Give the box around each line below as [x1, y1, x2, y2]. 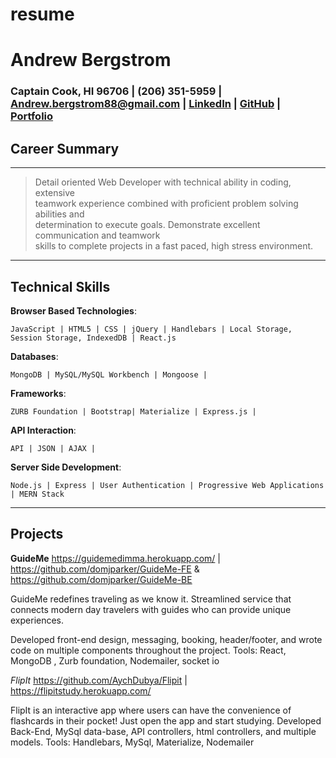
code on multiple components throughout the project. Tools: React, [10, 644, 287, 656]
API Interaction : [10, 424, 77, 436]
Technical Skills [10, 278, 111, 295]
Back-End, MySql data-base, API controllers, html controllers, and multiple [10, 725, 317, 737]
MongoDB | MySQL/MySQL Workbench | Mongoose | [10, 369, 208, 380]
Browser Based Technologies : [10, 304, 137, 317]
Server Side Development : [10, 461, 122, 473]
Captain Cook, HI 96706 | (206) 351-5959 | [10, 84, 223, 98]
